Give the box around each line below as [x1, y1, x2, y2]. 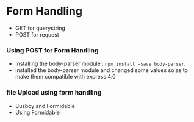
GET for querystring [15, 24, 66, 32]
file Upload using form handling [6, 88, 102, 97]
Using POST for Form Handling [6, 46, 99, 54]
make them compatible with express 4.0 [15, 73, 116, 81]
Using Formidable [15, 109, 60, 116]
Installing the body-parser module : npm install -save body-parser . [15, 60, 186, 68]
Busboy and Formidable [15, 102, 75, 109]
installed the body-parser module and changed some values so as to [15, 66, 188, 74]
